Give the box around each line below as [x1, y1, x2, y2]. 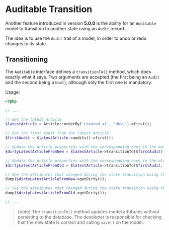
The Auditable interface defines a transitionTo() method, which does [5, 68, 151, 74]
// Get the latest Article [5, 117, 62, 122]
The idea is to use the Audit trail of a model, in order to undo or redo [5, 35, 147, 41]
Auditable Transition [5, 4, 93, 15]
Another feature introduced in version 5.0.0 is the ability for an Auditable [5, 20, 156, 26]
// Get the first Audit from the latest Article [5, 131, 109, 136]
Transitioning [5, 55, 48, 64]
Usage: [5, 89, 20, 95]
